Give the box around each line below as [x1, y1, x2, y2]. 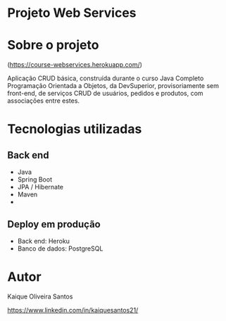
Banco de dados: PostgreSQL [17, 244, 103, 253]
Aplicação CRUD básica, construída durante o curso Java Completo [7, 74, 204, 82]
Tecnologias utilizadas [7, 121, 142, 137]
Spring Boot [17, 175, 53, 184]
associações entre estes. [7, 96, 80, 105]
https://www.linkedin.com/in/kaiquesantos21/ [7, 306, 139, 314]
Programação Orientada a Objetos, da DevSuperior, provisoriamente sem [7, 82, 220, 90]
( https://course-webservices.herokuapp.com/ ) [7, 61, 143, 69]
